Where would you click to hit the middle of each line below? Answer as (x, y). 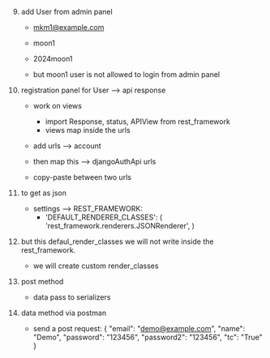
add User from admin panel (66, 12)
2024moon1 (53, 59)
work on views (57, 106)
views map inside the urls (88, 130)
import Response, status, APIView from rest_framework (137, 121)
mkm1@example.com (69, 27)
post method (42, 281)
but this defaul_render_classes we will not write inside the (117, 241)
